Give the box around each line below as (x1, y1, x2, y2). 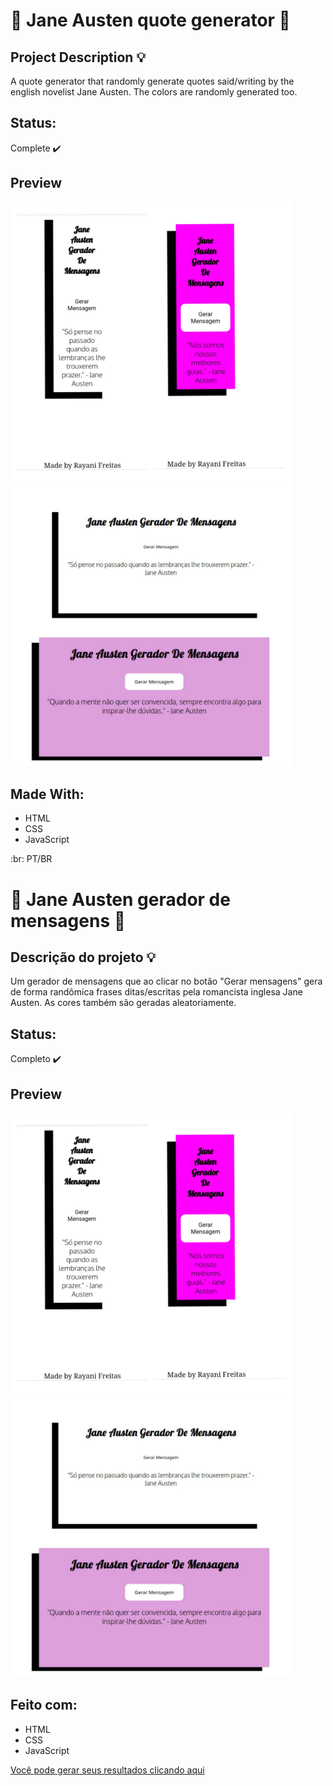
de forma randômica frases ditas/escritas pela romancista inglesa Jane (10, 986, 303, 998)
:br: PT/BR (10, 853, 53, 865)
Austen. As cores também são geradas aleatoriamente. (10, 997, 237, 1009)
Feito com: (10, 1697, 78, 1714)
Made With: (10, 786, 85, 803)
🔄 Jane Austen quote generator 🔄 (10, 9, 291, 32)
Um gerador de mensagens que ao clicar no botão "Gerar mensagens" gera (10, 975, 323, 988)
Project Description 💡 (10, 49, 147, 66)
